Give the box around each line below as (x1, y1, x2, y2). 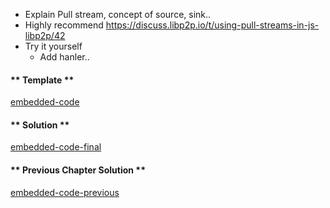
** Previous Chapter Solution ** (10, 164, 146, 176)
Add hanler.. (39, 51, 90, 63)
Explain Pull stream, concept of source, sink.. (24, 9, 212, 20)
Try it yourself (24, 40, 83, 52)
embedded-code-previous (10, 186, 120, 198)
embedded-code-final (10, 141, 102, 153)
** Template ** (10, 74, 75, 86)
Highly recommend (24, 19, 104, 31)
